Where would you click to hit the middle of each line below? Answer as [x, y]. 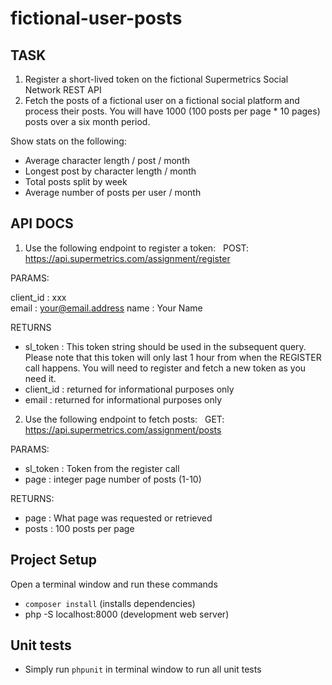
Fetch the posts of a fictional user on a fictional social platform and [162, 100]
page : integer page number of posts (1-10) [113, 479]
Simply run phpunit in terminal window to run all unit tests [143, 669]
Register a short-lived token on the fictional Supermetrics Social [156, 79]
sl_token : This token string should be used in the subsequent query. [165, 346]
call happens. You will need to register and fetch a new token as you [165, 368]
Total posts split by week [76, 181]
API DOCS [42, 223]
